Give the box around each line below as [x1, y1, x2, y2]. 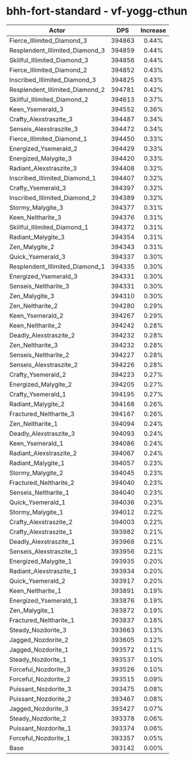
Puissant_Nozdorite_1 [9, 724, 71, 732]
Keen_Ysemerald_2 [9, 311, 64, 320]
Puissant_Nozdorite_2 [9, 694, 71, 703]
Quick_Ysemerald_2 [9, 576, 66, 585]
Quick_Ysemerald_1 [9, 498, 66, 506]
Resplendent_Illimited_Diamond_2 [9, 85, 105, 94]
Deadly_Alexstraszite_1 [9, 537, 76, 545]
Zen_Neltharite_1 [9, 419, 58, 427]
